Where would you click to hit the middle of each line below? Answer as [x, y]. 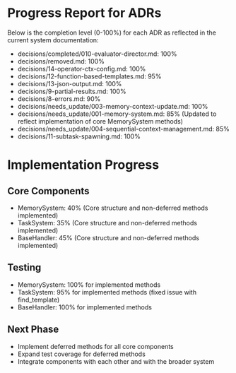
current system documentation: [53, 40]
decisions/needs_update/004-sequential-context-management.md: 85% [123, 129]
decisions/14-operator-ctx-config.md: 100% [82, 69]
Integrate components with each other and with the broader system [116, 361]
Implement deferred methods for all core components [96, 346]
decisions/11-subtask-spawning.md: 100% [79, 136]
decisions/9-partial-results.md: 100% [72, 91]
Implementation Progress [83, 165]
